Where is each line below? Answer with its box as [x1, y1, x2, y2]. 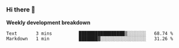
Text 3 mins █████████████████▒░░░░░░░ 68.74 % [6, 31, 173, 37]
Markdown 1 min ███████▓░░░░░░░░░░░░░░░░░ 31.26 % [6, 36, 173, 42]
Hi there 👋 [6, 5, 36, 14]
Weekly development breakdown [6, 19, 91, 26]
